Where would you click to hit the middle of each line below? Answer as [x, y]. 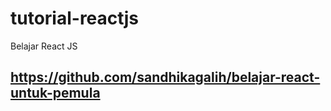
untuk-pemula [55, 93]
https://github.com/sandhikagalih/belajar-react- [165, 77]
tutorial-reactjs [75, 18]
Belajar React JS [44, 46]
